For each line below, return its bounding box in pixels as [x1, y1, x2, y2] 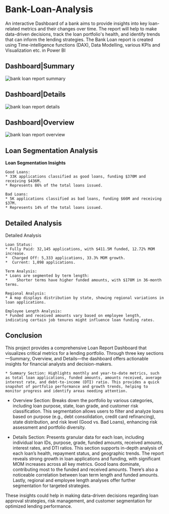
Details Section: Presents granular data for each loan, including [12, 434, 144, 440]
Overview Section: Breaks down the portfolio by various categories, [12, 397, 154, 403]
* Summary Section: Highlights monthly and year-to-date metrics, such [5, 371, 159, 376]
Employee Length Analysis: [5, 309, 62, 314]
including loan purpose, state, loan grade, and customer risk [12, 402, 139, 409]
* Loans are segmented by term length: [5, 273, 90, 278]
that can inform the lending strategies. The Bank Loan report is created [5, 36, 153, 43]
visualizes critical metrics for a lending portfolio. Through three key [5, 350, 145, 356]
